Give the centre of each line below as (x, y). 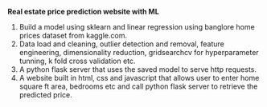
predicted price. (46, 95)
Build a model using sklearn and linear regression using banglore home (137, 27)
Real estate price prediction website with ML (84, 12)
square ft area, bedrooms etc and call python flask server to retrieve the (138, 86)
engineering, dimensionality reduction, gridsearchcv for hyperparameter (139, 52)
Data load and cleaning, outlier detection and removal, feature (121, 44)
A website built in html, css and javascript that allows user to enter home (139, 78)
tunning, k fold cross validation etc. (77, 61)
